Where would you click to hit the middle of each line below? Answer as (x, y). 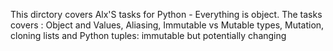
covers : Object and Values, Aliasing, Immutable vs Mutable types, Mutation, (167, 25)
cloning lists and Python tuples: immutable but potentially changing (148, 35)
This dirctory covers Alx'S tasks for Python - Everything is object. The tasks (166, 14)
